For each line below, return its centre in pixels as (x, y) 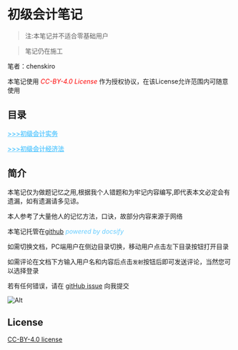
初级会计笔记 (45, 15)
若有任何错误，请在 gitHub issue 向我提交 (69, 286)
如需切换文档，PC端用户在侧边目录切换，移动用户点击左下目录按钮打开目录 (118, 246)
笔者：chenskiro (31, 66)
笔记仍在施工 (44, 51)
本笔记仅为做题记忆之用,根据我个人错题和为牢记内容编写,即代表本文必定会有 (119, 192)
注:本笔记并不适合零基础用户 (66, 36)
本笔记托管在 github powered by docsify (66, 231)
